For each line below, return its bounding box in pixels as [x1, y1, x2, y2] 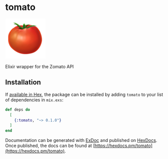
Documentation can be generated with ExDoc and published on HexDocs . [5, 137, 157, 143]
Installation [5, 78, 41, 87]
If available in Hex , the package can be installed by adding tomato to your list [5, 91, 163, 97]
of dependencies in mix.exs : [5, 97, 64, 103]
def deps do [5, 107, 30, 112]
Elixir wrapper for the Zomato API [5, 63, 74, 69]
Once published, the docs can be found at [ [5, 142, 95, 149]
